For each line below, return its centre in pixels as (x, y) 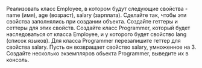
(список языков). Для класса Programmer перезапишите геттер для (93, 41)
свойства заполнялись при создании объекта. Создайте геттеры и (92, 21)
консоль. (18, 60)
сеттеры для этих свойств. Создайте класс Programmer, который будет (98, 28)
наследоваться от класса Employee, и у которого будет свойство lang (96, 34)
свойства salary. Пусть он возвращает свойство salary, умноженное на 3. (101, 47)
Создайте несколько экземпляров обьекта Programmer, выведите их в (97, 53)
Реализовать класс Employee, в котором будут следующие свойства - (97, 9)
